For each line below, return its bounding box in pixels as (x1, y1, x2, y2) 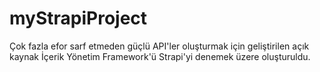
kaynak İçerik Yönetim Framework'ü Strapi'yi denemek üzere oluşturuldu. (9, 50, 311, 62)
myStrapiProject (9, 7, 148, 30)
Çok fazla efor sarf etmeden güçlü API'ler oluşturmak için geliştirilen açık (9, 40, 310, 52)
